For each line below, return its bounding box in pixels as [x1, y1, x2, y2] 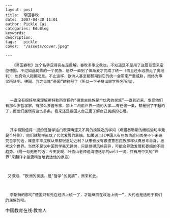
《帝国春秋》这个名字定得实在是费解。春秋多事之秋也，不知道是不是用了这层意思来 [12, 63, 160, 68]
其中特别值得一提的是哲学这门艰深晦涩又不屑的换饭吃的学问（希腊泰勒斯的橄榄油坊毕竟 [10, 128, 165, 133]
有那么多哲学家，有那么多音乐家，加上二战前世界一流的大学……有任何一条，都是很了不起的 [5, 103, 165, 108]
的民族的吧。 [5, 198, 29, 203]
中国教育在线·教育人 [5, 207, 47, 213]
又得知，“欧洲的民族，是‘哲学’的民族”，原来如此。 [7, 174, 100, 179]
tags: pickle [5, 39, 38, 44]
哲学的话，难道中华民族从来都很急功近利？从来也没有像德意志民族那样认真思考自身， [9, 138, 161, 143]
